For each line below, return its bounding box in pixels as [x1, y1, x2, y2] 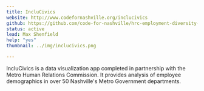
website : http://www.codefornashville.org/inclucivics [6, 15, 148, 21]
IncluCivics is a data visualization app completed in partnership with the [6, 64, 186, 72]
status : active [6, 25, 45, 32]
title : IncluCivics [6, 8, 56, 15]
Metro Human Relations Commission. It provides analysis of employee [6, 71, 182, 78]
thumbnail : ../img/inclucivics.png [6, 43, 97, 49]
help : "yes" [6, 37, 36, 43]
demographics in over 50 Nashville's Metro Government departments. [6, 77, 181, 85]
